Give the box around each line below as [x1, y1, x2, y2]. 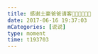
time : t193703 [7, 36, 50, 43]
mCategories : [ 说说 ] [7, 23, 66, 30]
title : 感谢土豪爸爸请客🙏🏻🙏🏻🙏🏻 [7, 10, 92, 18]
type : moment [7, 29, 46, 37]
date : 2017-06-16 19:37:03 [7, 17, 87, 24]
